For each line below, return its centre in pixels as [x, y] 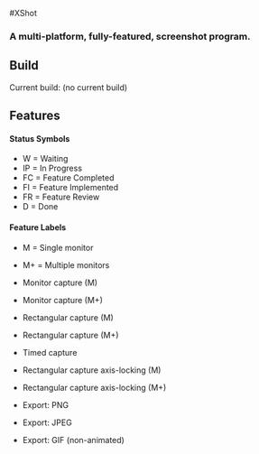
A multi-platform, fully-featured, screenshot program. [130, 36]
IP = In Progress [52, 168]
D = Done [40, 207]
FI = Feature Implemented [70, 188]
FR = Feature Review [61, 197]
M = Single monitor [58, 247]
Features [35, 116]
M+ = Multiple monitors [66, 264]
